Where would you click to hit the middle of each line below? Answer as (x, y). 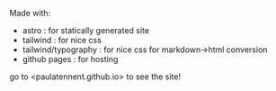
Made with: (30, 13)
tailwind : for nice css (62, 40)
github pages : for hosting (70, 59)
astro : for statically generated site (86, 30)
